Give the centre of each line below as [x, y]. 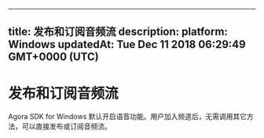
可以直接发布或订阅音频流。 [66, 126]
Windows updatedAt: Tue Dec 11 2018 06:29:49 [127, 45]
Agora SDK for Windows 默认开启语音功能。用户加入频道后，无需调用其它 [128, 117]
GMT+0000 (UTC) [54, 57]
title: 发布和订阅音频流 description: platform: [118, 32]
